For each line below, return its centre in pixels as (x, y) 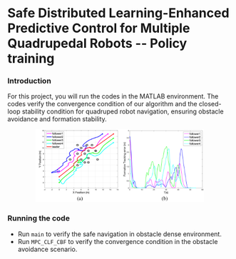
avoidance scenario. (47, 249)
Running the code (39, 218)
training (31, 59)
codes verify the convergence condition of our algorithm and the (102, 104)
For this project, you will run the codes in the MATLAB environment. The (113, 96)
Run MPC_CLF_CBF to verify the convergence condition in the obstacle (118, 241)
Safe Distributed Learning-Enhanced (118, 13)
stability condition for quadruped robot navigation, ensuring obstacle (123, 111)
